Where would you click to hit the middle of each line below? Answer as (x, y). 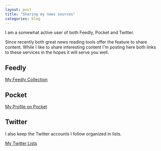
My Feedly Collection (26, 80)
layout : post (18, 10)
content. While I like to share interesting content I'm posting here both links (80, 47)
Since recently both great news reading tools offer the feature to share (76, 42)
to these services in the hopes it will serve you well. (57, 52)
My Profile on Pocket (26, 107)
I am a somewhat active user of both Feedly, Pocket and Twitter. (70, 33)
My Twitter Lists (21, 143)
